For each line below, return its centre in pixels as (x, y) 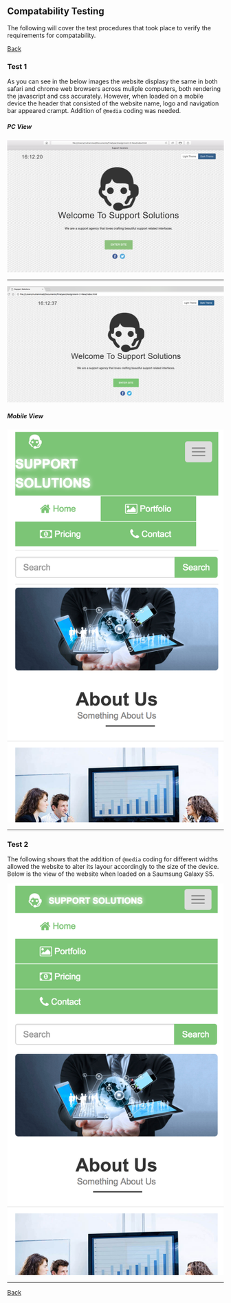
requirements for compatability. (52, 35)
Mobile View (25, 415)
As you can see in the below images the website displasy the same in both (112, 81)
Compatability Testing (56, 11)
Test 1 (17, 66)
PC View (20, 126)
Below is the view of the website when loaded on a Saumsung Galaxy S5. (111, 874)
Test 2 (18, 844)
